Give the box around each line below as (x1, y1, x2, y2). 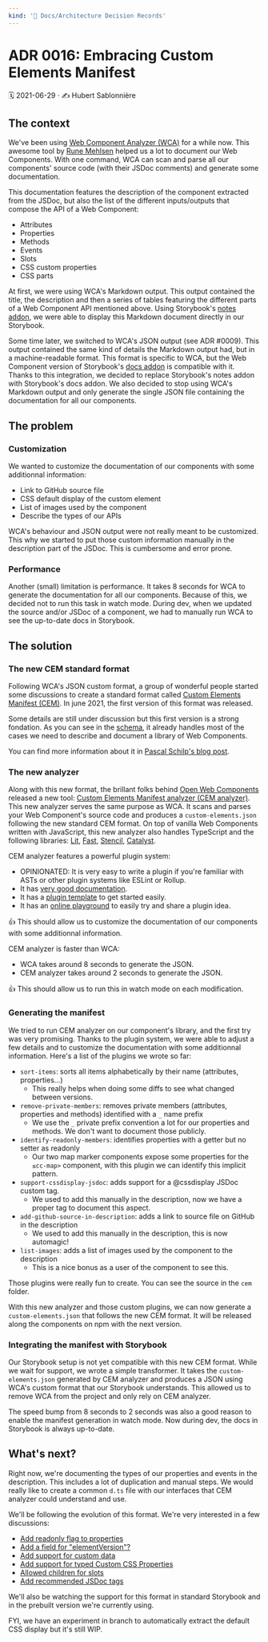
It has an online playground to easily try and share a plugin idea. (19, 901, 231, 911)
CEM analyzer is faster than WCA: (8, 944, 120, 954)
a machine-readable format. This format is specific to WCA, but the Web (8, 354, 246, 363)
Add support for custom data (19, 1551, 116, 1560)
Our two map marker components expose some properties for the (31, 1151, 250, 1161)
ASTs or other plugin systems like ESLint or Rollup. (19, 876, 186, 885)
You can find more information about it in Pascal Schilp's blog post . (8, 746, 230, 756)
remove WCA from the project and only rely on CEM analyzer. (8, 1391, 211, 1401)
